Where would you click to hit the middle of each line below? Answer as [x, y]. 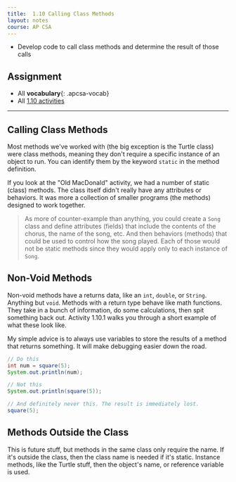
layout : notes [28, 20]
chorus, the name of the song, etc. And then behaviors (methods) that [126, 234]
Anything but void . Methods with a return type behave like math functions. [115, 303]
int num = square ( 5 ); [39, 366]
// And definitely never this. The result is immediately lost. [103, 404]
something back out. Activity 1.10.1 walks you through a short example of [112, 317]
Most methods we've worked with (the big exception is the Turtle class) [111, 146]
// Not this [25, 385]
